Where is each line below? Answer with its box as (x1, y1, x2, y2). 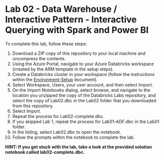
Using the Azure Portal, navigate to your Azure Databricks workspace (12, 61, 154, 67)
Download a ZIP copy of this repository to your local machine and (12, 50, 146, 56)
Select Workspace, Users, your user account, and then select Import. (12, 81, 153, 87)
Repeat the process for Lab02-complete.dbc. (12, 113, 105, 119)
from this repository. (12, 103, 54, 109)
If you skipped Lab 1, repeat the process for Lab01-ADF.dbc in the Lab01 (12, 119, 160, 124)
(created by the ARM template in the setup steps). (12, 66, 114, 72)
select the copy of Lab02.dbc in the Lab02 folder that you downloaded (12, 97, 157, 103)
